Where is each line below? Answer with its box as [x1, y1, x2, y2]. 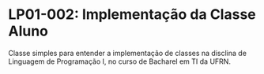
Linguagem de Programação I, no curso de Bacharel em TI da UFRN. [8, 57, 232, 66]
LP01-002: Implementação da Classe [8, 6, 256, 24]
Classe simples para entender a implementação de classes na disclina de [8, 48, 247, 57]
